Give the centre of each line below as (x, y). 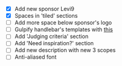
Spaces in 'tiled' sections (46, 16)
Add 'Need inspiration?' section (54, 43)
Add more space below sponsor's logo (63, 23)
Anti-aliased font (35, 57)
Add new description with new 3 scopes (65, 50)
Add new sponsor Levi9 (44, 9)
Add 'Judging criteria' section (52, 37)
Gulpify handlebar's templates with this (64, 29)
